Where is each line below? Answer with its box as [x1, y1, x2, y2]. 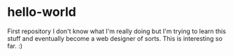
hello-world [7, 4, 77, 20]
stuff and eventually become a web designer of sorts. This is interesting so [7, 34, 223, 42]
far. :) [7, 41, 23, 50]
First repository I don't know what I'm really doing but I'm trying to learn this [7, 27, 226, 35]
